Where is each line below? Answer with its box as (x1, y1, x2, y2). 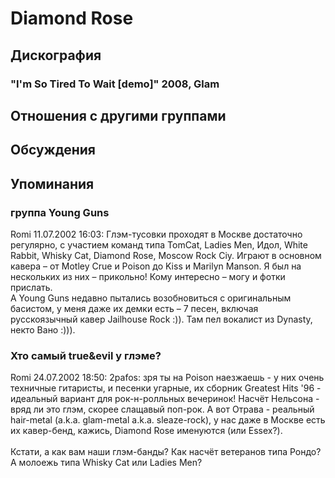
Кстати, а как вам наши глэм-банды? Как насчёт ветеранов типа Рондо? (10, 446, 322, 458)
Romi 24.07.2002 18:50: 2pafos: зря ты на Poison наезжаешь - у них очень (10, 372, 325, 384)
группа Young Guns (10, 205, 110, 219)
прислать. (10, 281, 53, 293)
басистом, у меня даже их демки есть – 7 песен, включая (10, 302, 259, 314)
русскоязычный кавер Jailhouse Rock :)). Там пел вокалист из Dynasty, (10, 313, 313, 325)
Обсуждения (10, 142, 96, 159)
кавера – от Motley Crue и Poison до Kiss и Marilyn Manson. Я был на (10, 260, 302, 272)
